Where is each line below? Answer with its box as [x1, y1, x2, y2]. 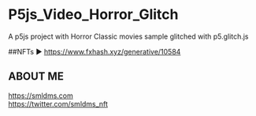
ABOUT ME [8, 69, 65, 84]
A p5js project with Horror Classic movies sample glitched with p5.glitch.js [8, 32, 249, 41]
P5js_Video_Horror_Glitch [8, 6, 179, 24]
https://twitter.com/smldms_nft [8, 99, 109, 108]
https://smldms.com [8, 91, 73, 100]
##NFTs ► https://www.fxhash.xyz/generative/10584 [8, 47, 181, 56]
